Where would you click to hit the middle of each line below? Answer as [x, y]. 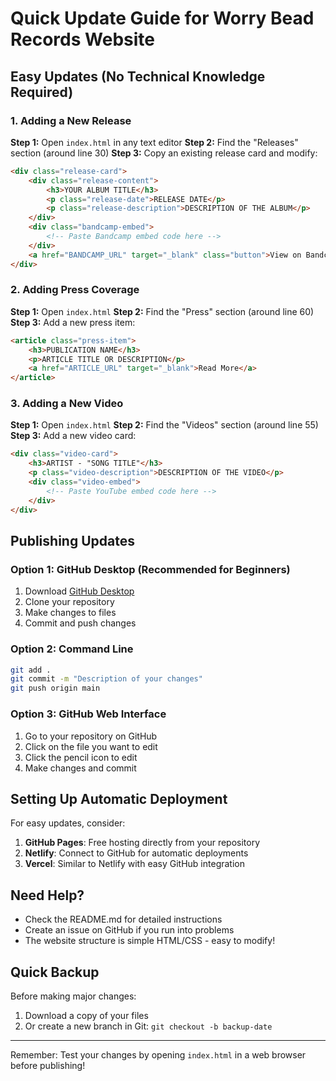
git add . [31, 670]
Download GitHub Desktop [79, 591]
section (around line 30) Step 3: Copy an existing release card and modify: [164, 153]
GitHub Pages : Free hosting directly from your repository [142, 843]
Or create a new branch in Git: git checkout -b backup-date [148, 1026]
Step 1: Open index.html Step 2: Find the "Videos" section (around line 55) [164, 425]
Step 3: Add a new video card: [73, 436]
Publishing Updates [72, 540]
